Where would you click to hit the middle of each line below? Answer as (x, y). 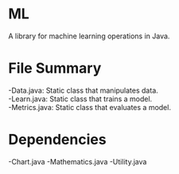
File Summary (55, 68)
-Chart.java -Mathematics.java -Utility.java (78, 161)
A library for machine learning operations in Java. (89, 36)
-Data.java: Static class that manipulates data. (84, 90)
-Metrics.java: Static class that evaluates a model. (89, 107)
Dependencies (57, 140)
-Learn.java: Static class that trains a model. (80, 99)
